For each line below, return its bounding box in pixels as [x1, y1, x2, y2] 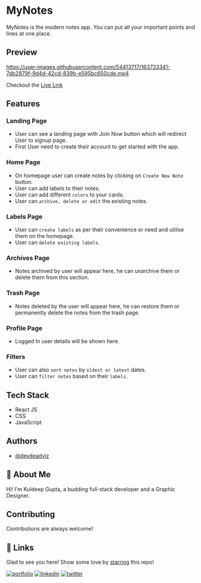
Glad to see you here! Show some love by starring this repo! [6, 558, 154, 566]
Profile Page [6, 324, 43, 332]
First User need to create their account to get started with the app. [14, 143, 179, 150]
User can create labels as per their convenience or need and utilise [14, 226, 184, 233]
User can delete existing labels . [14, 239, 100, 246]
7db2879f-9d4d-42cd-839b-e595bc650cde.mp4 [6, 70, 129, 77]
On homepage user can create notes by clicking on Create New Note [14, 172, 184, 179]
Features [6, 99, 40, 109]
